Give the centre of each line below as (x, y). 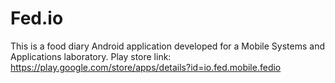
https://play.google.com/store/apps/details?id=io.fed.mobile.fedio (146, 67)
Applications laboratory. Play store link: (91, 56)
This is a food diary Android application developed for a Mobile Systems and (167, 46)
